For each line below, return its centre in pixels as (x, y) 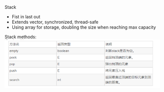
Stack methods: (20, 37)
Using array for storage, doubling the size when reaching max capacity (84, 27)
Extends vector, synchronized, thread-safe (55, 22)
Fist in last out (26, 17)
